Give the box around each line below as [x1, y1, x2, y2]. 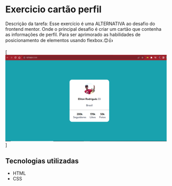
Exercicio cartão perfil [5, 4, 102, 15]
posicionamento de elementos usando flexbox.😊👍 [5, 37, 114, 43]
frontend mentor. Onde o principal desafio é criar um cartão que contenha [5, 26, 162, 32]
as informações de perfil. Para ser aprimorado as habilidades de [5, 31, 141, 37]
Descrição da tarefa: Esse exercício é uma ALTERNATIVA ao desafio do [5, 20, 155, 27]
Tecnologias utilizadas [5, 157, 79, 166]
